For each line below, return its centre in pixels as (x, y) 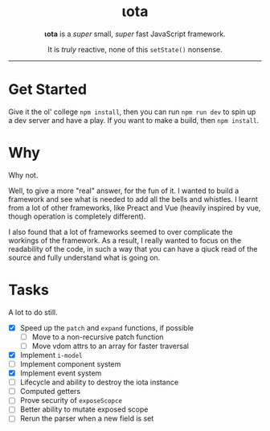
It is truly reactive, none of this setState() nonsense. (135, 49)
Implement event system (61, 373)
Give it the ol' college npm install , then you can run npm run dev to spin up (132, 112)
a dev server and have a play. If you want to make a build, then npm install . (134, 120)
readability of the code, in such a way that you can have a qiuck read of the (133, 248)
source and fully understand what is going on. (84, 257)
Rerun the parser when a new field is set (87, 419)
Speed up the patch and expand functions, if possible (107, 327)
